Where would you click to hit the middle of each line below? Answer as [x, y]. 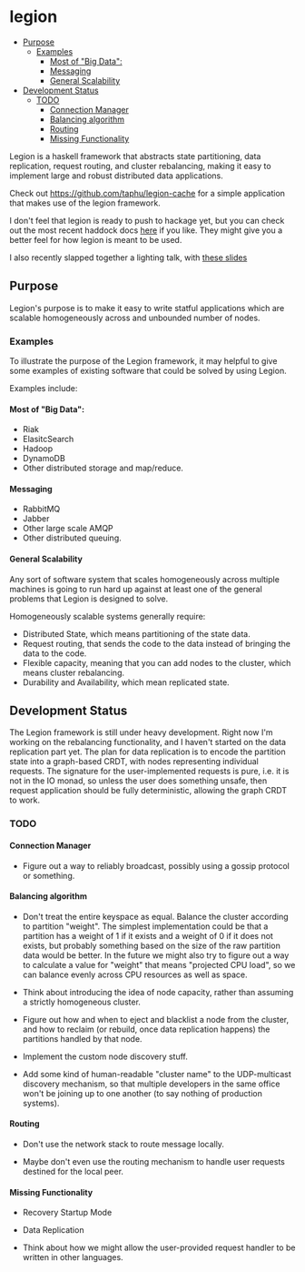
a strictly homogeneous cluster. [81, 1002]
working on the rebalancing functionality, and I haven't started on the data [148, 742]
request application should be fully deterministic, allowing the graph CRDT [148, 791]
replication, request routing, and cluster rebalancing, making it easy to [140, 166]
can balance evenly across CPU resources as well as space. [135, 974]
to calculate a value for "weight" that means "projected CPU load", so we [159, 964]
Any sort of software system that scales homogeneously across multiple [144, 579]
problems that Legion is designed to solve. [89, 599]
